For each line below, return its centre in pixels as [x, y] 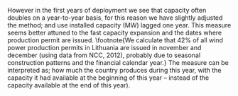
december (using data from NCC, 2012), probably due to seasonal [104, 55]
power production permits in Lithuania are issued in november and [104, 48]
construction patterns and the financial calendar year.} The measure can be [118, 62]
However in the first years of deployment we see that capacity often [107, 10]
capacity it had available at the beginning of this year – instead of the [108, 78]
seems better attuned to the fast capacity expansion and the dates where [115, 32]
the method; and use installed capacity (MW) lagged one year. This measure [119, 25]
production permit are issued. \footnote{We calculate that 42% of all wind [115, 40]
